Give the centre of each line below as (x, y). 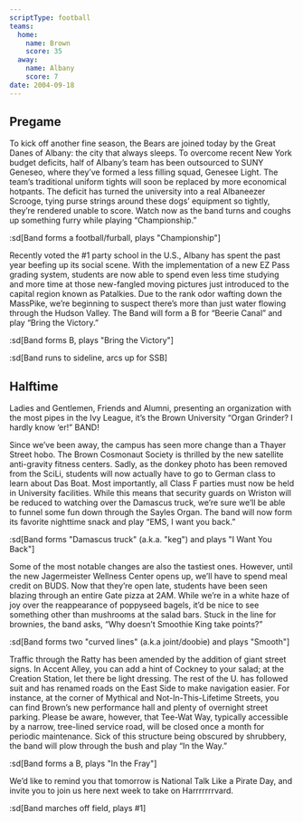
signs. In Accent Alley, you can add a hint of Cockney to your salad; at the (147, 669)
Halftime (34, 386)
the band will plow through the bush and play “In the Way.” (118, 746)
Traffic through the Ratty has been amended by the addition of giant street (148, 660)
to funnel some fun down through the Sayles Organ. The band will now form (151, 512)
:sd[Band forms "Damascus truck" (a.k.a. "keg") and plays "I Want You (141, 540)
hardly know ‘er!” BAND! (54, 427)
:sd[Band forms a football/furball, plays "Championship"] (115, 238)
